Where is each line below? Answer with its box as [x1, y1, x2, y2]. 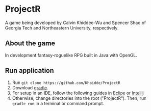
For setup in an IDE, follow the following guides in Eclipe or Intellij [12, 90, 144, 96]
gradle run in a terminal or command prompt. [12, 100, 104, 106]
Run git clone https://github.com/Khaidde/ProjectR [12, 80, 121, 85]
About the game [5, 39, 55, 48]
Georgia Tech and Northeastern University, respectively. [5, 25, 119, 30]
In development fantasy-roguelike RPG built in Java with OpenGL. [5, 52, 137, 58]
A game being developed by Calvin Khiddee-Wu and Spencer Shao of [5, 20, 146, 26]
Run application [5, 66, 54, 75]
